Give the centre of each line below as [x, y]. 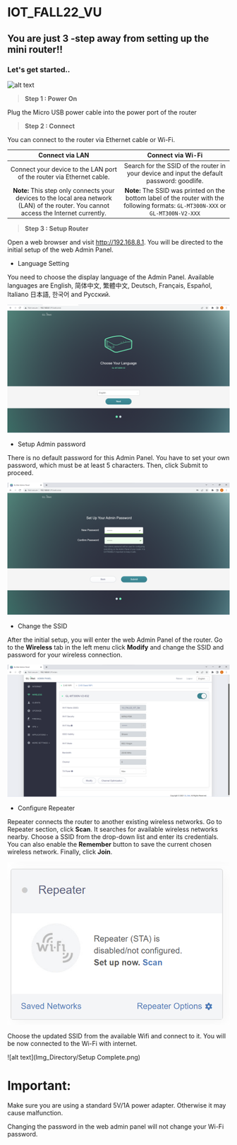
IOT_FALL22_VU [55, 12]
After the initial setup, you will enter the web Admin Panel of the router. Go [115, 640]
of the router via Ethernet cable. [63, 177]
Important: [39, 1086]
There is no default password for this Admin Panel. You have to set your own [119, 457]
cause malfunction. [35, 1113]
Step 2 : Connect [50, 126]
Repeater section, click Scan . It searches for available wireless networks [113, 829]
